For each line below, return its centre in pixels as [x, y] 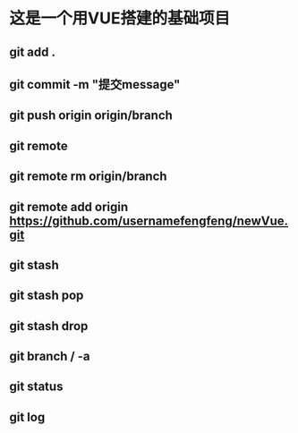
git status [36, 387]
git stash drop [49, 326]
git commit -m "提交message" [95, 85]
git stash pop [47, 296]
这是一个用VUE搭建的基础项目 [120, 18]
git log [27, 417]
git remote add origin [69, 207]
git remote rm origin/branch [88, 177]
